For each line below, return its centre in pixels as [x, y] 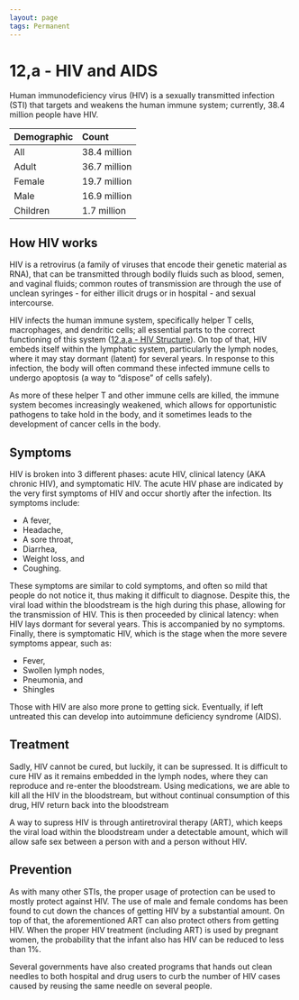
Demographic [44, 137]
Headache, [43, 530]
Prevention [41, 870]
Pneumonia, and [53, 680]
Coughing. [41, 568]
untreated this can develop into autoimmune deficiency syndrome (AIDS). [145, 717]
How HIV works [54, 243]
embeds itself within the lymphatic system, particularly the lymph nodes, [144, 349]
